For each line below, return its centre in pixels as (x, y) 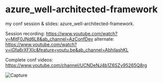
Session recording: (25, 33)
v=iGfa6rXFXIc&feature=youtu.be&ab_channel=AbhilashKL (67, 50)
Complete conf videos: (29, 59)
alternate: (104, 39)
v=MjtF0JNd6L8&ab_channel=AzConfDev (49, 39)
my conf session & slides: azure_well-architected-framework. (70, 24)
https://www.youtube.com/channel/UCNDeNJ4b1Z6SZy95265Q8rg (76, 65)
